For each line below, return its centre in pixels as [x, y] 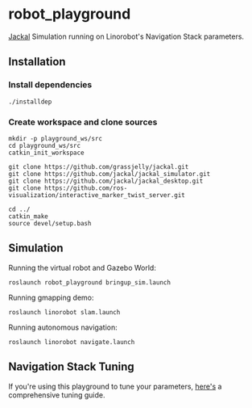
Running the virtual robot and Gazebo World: [83, 267]
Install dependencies [50, 85]
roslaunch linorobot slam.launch [64, 312]
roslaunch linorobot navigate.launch [72, 342]
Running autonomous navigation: [63, 327]
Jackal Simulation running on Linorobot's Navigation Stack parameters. [126, 36]
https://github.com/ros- [86, 188]
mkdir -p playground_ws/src [56, 138]
